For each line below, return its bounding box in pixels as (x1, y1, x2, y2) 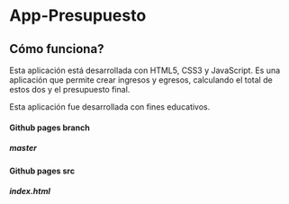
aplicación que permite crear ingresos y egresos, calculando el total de (9, 75, 273, 85)
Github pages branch (9, 122, 90, 133)
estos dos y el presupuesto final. (9, 84, 131, 94)
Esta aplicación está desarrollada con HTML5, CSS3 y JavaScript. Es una (9, 65, 281, 75)
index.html (9, 186, 51, 197)
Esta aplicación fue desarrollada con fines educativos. (9, 102, 211, 112)
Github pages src (9, 165, 75, 176)
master (9, 143, 38, 154)
